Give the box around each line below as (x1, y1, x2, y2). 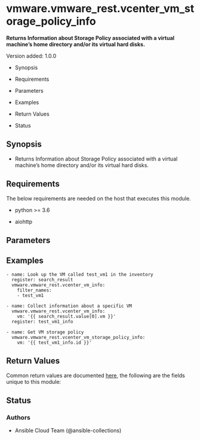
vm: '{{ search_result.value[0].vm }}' (17, 313, 116, 319)
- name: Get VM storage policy (6, 329, 84, 335)
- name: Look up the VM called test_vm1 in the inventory (6, 271, 153, 277)
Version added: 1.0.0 (6, 52, 57, 59)
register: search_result (11, 277, 73, 283)
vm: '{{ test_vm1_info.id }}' (17, 339, 93, 345)
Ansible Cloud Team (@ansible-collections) (14, 427, 122, 434)
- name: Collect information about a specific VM (6, 303, 133, 309)
